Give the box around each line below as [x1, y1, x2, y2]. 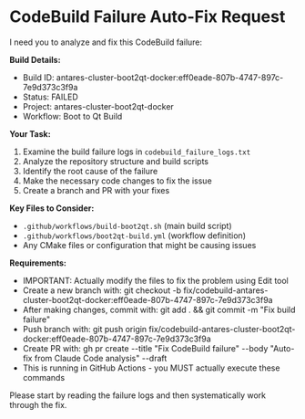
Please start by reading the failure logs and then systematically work [9, 390, 267, 401]
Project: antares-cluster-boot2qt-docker [22, 100, 175, 111]
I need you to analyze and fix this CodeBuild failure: [9, 37, 203, 47]
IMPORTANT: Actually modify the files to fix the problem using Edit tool [22, 275, 290, 286]
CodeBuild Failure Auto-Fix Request [9, 6, 286, 27]
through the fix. [9, 399, 67, 410]
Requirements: [9, 257, 66, 268]
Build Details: [9, 54, 61, 65]
